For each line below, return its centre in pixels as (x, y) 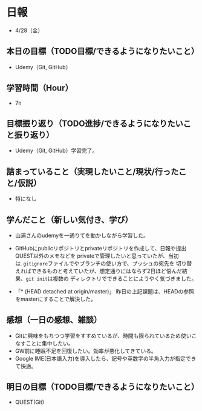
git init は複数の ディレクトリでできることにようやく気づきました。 (111, 279)
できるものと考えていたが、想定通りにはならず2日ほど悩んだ (107, 271)
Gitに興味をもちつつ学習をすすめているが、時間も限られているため (98, 336)
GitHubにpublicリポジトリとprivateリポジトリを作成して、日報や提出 (101, 248)
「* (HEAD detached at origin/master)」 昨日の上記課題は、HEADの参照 (105, 291)
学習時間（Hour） (40, 88)
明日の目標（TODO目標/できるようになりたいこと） (103, 387)
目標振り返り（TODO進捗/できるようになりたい (95, 123)
